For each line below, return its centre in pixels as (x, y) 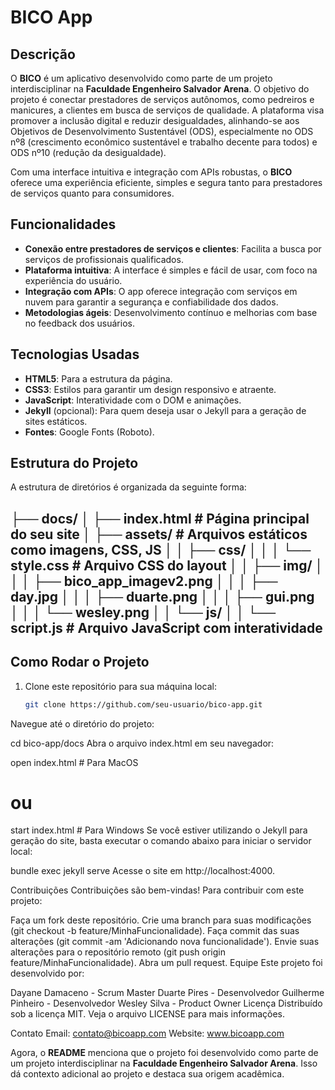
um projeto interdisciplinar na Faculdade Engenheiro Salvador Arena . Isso (164, 1063)
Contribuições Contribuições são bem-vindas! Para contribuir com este (157, 890)
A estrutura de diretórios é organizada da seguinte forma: (128, 487)
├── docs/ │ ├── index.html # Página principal (160, 518)
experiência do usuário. (73, 280)
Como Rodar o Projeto (80, 662)
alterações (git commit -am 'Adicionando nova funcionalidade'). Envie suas (165, 942)
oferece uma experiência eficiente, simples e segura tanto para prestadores (166, 182)
